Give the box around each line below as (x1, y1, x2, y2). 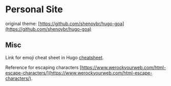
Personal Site (5, 4, 63, 15)
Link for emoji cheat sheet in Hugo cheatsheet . (5, 54, 104, 60)
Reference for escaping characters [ (5, 64, 82, 70)
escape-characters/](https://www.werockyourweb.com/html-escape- (5, 70, 153, 76)
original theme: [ (5, 20, 40, 27)
